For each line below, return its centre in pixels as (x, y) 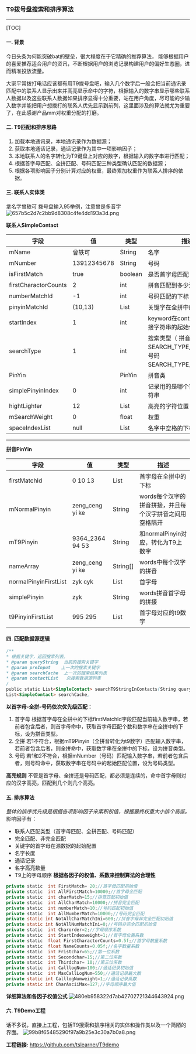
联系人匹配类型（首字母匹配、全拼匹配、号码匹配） (76, 831)
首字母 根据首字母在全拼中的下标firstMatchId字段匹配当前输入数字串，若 (101, 719)
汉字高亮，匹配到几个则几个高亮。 (57, 783)
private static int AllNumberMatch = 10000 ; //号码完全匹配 (75, 913)
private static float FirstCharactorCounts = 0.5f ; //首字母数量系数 (87, 941)
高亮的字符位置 (169, 406)
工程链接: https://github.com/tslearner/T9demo (63, 1045)
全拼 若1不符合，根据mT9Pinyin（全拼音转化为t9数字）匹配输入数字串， (100, 741)
